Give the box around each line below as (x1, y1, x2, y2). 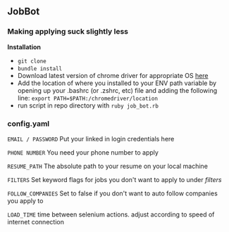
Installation (7, 42, 41, 51)
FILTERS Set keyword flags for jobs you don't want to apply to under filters (7, 175, 222, 183)
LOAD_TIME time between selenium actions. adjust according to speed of (7, 210, 215, 219)
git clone (17, 58, 47, 65)
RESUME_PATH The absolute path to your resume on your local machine (7, 162, 208, 170)
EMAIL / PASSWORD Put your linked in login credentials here (7, 134, 175, 143)
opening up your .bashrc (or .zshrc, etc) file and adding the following (17, 86, 218, 94)
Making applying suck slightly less (7, 27, 129, 37)
